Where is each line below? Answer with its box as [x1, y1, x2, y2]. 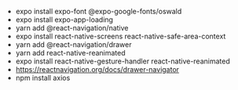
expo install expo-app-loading [15, 15, 114, 24]
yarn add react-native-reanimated [15, 49, 126, 57]
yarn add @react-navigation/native [15, 23, 129, 32]
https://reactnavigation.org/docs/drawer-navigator [15, 65, 179, 74]
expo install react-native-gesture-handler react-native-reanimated [15, 56, 230, 66]
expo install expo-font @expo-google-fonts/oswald [15, 7, 182, 16]
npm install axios [15, 74, 71, 82]
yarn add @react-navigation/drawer [15, 40, 132, 49]
